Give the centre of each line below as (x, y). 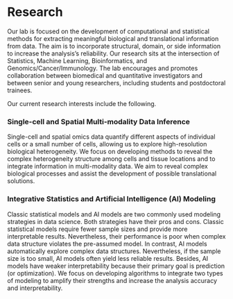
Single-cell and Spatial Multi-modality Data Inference (99, 121)
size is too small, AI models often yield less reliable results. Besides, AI (108, 258)
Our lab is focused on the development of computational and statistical (109, 31)
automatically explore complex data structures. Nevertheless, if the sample (114, 251)
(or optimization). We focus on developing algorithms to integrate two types (115, 273)
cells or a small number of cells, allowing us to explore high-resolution (107, 144)
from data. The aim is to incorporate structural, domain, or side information (114, 46)
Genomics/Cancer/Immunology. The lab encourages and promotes (103, 68)
